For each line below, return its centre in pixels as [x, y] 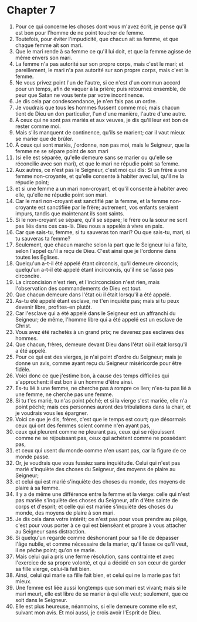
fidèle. [23, 369]
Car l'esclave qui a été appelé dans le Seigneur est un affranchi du [95, 313]
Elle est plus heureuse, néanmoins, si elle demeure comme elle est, [96, 606]
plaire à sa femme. [38, 488]
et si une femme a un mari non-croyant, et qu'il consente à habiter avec [101, 188]
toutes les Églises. [37, 257]
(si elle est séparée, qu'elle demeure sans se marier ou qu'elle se [94, 157]
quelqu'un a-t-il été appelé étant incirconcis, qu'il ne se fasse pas [94, 269]
